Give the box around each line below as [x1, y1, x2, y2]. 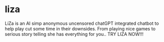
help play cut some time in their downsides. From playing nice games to [5, 25, 156, 31]
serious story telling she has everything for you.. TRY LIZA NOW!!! [5, 31, 144, 37]
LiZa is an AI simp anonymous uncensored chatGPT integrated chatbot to [5, 20, 159, 26]
